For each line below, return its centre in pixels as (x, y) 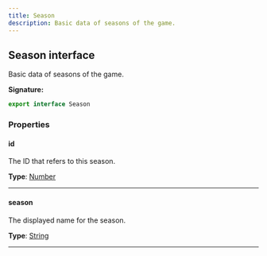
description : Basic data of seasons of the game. (92, 23)
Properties (29, 125)
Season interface (52, 55)
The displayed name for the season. (67, 220)
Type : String (29, 235)
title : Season (32, 16)
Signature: (26, 90)
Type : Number (32, 176)
